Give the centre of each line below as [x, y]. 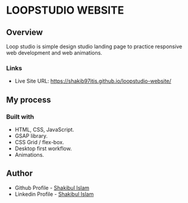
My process [29, 99]
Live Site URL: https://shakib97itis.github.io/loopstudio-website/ [93, 81]
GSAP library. [31, 136]
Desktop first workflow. [43, 148]
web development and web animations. [54, 53]
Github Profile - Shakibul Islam [52, 188]
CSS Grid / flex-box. [39, 142]
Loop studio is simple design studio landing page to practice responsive [94, 46]
